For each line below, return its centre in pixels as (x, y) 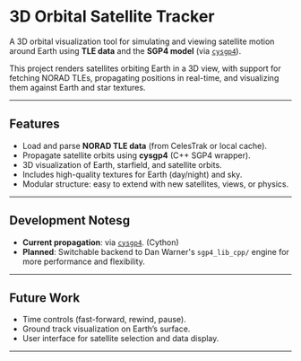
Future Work (45, 298)
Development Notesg (70, 220)
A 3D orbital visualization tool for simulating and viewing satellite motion (142, 41)
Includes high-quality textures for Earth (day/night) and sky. (132, 174)
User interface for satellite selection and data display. (120, 339)
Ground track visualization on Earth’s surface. (106, 329)
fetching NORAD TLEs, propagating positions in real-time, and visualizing (144, 77)
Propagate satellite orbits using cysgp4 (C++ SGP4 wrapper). (136, 155)
